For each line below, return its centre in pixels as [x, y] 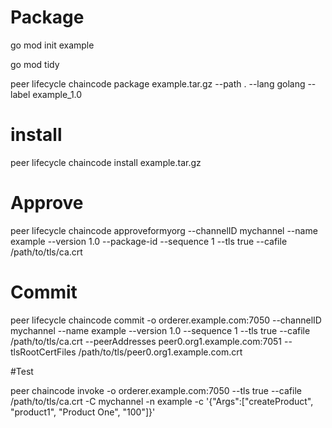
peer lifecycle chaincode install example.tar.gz [106, 162]
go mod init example [52, 45]
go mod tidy [35, 64]
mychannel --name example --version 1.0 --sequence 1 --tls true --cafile [160, 330]
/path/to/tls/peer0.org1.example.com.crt [160, 352]
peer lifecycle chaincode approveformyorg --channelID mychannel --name [164, 230]
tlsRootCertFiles [43, 352]
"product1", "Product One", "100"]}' [83, 412]
